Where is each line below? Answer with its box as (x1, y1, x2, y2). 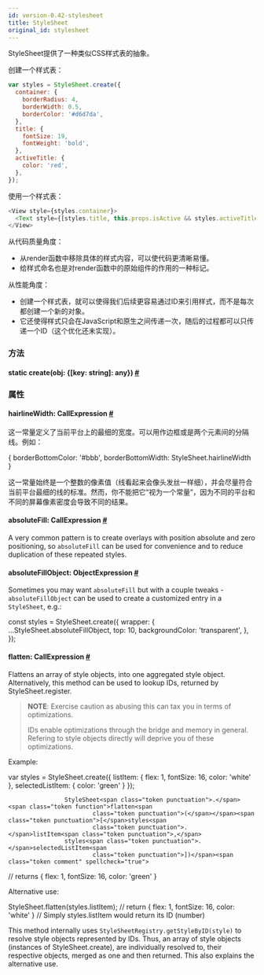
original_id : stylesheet (8, 26, 90, 34)
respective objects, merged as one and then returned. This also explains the (8, 951, 255, 960)
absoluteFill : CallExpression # (8, 516, 108, 525)
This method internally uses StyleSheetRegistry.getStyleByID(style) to (8, 925, 242, 935)
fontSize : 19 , (22, 132, 68, 140)
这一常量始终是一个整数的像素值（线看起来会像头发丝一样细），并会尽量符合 (8, 477, 253, 487)
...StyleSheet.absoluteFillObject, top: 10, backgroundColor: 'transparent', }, (8, 626, 249, 635)
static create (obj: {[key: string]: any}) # (8, 367, 140, 377)
